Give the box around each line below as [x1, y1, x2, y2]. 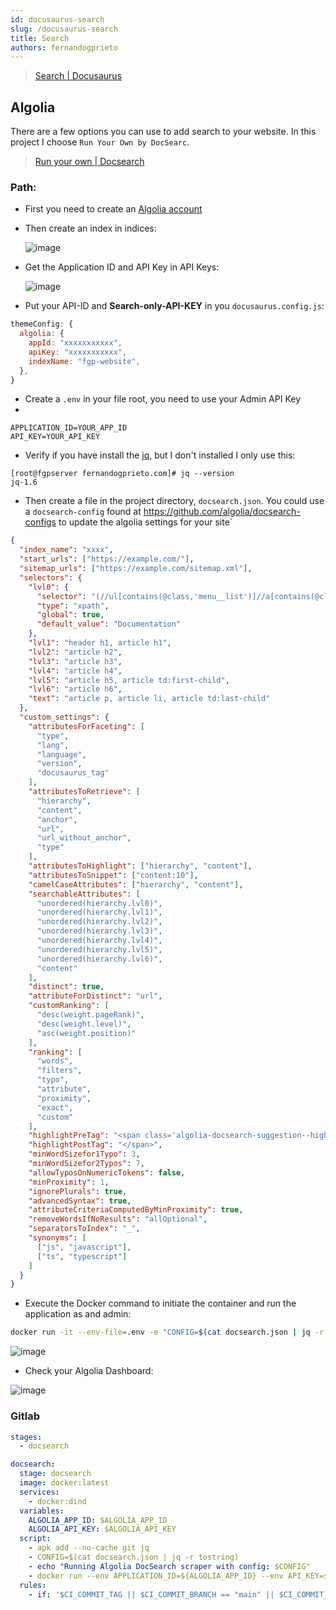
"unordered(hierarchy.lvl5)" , [36, 944, 163, 955]
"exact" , [36, 1102, 74, 1113]
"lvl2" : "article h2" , [28, 647, 123, 657]
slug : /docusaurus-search [10, 24, 118, 34]
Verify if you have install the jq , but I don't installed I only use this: [24, 449, 296, 461]
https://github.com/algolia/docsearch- [143, 506, 301, 518]
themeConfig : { [10, 319, 74, 330]
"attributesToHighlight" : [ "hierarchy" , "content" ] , [28, 861, 253, 871]
